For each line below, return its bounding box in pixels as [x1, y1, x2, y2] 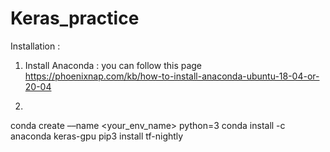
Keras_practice [10, 7, 140, 30]
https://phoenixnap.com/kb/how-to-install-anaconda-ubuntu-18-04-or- [24, 70, 320, 82]
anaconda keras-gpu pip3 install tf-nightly [10, 130, 184, 142]
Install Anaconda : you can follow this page [24, 59, 203, 71]
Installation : [10, 40, 61, 52]
